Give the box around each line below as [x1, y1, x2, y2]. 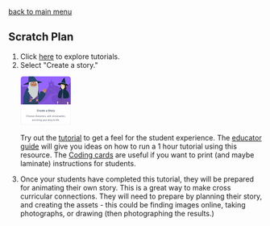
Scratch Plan [8, 30, 74, 44]
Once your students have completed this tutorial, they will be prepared [19, 174, 255, 184]
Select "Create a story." [19, 60, 98, 69]
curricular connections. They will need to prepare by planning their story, [19, 191, 263, 201]
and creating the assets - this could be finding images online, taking [19, 199, 246, 209]
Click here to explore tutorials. [19, 52, 120, 61]
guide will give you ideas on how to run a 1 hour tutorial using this [19, 141, 238, 151]
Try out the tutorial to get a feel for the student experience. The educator [19, 132, 262, 142]
